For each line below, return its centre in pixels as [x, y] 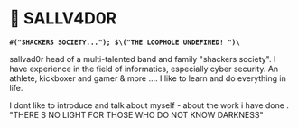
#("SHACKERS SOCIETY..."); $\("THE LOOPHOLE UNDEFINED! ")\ [125, 42]
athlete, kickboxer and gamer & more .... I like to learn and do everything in [148, 78]
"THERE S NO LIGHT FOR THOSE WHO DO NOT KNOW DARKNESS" [136, 114]
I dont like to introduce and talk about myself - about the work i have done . [149, 105]
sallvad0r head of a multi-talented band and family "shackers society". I [143, 59]
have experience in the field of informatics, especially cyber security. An [144, 69]
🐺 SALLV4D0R [63, 18]
